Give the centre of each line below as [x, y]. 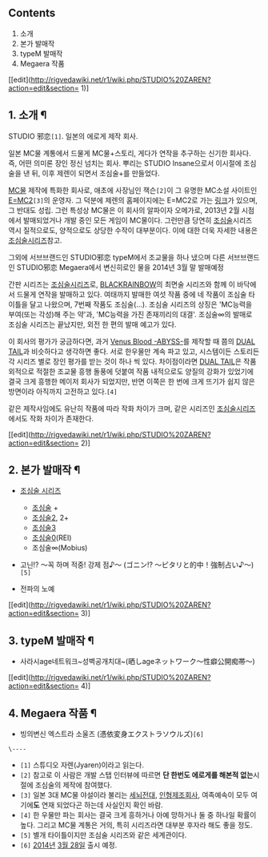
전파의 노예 [37, 589]
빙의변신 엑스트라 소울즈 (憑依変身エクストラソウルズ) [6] [112, 734]
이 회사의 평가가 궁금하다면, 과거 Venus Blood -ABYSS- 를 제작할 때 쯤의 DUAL [132, 341]
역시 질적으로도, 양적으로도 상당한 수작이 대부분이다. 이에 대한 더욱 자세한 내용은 [133, 230]
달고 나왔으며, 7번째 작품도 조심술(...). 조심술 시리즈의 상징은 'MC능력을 [141, 304]
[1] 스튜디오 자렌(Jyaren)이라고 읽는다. [82, 765]
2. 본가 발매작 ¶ [44, 471]
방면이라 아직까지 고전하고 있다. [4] [63, 391]
